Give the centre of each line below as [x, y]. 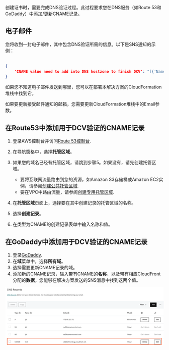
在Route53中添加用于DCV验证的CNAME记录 [75, 128]
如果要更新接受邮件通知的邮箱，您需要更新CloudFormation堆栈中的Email [80, 104]
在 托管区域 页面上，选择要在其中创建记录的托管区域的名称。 [74, 203]
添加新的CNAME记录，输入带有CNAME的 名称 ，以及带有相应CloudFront [87, 274]
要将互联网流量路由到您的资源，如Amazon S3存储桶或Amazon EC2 [90, 180]
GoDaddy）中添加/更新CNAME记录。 [44, 14]
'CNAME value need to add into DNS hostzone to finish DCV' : [80, 71]
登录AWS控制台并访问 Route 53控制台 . [52, 141]
